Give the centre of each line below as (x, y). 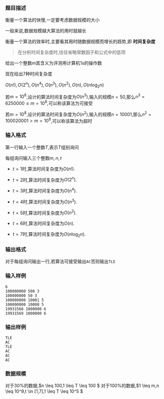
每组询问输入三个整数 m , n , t (33, 158)
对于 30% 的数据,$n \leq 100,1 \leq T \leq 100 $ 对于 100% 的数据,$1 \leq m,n (82, 386)
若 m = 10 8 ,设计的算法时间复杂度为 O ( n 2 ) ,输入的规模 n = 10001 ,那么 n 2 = (78, 114)
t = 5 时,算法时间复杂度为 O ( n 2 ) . (45, 212)
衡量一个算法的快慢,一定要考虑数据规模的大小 (53, 20)
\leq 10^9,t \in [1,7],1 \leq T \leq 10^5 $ (44, 391)
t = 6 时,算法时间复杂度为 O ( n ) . (44, 224)
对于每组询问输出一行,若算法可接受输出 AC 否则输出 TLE (60, 262)
